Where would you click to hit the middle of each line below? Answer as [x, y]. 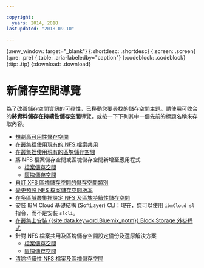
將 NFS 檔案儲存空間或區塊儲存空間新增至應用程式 [78, 160]
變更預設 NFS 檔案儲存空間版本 [54, 190]
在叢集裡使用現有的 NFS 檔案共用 [56, 144]
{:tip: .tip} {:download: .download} [49, 64]
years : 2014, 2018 [35, 23]
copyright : [20, 17]
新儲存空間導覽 [44, 90]
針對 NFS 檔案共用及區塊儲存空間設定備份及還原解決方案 [86, 236]
